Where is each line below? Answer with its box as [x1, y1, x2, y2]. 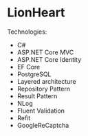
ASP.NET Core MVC [16, 48, 74, 56]
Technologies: [7, 27, 47, 36]
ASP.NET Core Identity [16, 55, 82, 63]
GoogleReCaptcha [16, 121, 69, 129]
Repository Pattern [16, 84, 71, 93]
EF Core [16, 63, 41, 71]
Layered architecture [16, 77, 77, 85]
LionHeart [7, 5, 65, 21]
